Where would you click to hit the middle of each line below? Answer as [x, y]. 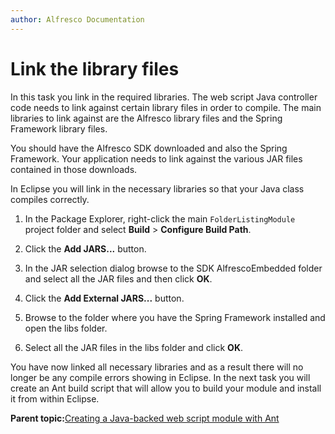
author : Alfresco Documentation [77, 19]
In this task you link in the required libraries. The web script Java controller [164, 97]
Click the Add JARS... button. [85, 248]
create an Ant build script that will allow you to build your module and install [166, 388]
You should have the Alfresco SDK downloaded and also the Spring [149, 148]
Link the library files [95, 68]
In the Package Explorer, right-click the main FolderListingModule [160, 218]
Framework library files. [59, 128]
